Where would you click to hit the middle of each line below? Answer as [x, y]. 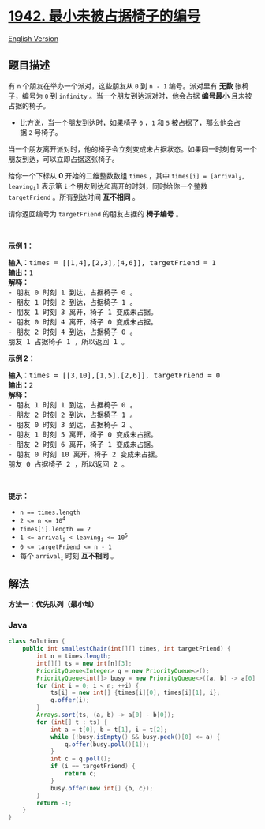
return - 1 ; [54, 803]
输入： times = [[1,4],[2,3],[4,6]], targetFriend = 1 [112, 263]
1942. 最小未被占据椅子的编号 [105, 16]
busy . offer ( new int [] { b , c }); [102, 788]
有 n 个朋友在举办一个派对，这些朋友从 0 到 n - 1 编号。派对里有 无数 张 [125, 86]
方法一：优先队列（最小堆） [53, 604]
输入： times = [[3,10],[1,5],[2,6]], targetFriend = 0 [114, 375]
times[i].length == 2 [55, 529]
